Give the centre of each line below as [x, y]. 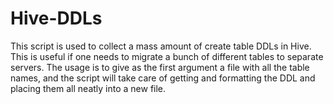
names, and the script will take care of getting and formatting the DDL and [163, 78]
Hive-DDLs [56, 18]
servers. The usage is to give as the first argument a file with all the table [160, 67]
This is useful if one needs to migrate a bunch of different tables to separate [167, 56]
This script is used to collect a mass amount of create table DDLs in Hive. [161, 46]
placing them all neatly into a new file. [88, 88]
